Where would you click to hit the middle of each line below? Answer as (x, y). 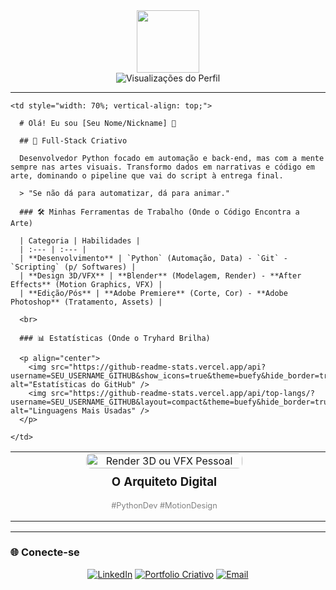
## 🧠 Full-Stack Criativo (73, 141)
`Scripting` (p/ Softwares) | (73, 267)
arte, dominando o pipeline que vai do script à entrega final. (147, 176)
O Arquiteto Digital (164, 481)
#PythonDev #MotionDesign (164, 505)
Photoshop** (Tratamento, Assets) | (86, 302)
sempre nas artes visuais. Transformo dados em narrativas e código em (162, 167)
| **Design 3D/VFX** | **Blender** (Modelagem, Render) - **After (160, 276)
